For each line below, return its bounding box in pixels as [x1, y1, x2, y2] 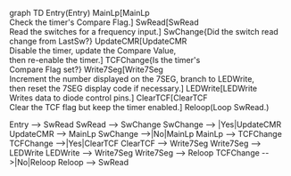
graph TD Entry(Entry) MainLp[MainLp [9, 8, 150, 18]
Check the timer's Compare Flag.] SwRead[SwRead [9, 17, 199, 28]
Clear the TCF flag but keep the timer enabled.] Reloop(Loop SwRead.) [9, 102, 270, 112]
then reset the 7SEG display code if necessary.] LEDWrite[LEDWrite [9, 84, 257, 93]
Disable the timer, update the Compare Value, [9, 45, 177, 56]
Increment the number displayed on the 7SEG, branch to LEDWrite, [9, 74, 254, 84]
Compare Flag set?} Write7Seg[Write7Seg [9, 64, 163, 75]
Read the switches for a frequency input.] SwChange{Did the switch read [9, 27, 279, 36]
